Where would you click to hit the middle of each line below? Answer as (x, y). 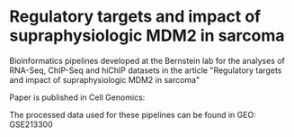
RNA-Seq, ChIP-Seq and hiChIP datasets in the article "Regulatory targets (146, 70)
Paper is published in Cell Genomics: (77, 97)
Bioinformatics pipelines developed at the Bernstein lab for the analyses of (147, 60)
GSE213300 (31, 124)
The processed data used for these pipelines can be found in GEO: (133, 114)
